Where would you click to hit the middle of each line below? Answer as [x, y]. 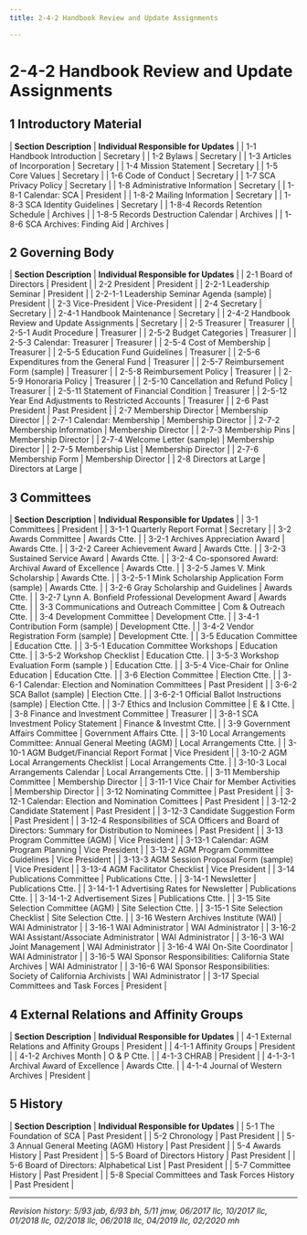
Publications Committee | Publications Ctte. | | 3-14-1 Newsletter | [133, 879]
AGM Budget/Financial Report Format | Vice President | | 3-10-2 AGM [157, 753]
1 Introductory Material [76, 124]
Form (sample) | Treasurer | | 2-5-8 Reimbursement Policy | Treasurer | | [145, 372]
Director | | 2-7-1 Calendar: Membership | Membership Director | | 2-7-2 [145, 421]
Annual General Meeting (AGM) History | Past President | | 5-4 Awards [149, 1145]
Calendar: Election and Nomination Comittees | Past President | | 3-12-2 [162, 802]
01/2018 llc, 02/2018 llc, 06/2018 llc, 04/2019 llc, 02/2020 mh [125, 1220]
